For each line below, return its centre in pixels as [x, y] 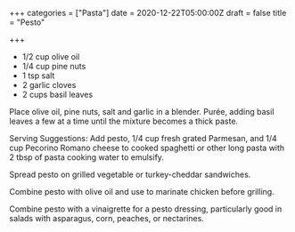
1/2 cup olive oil [51, 56]
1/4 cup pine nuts [54, 66]
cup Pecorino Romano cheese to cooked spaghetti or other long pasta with [147, 148]
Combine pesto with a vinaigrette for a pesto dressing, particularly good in [146, 209]
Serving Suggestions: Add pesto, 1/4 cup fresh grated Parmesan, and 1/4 [143, 138]
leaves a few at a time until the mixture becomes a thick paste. [124, 121]
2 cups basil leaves [57, 94]
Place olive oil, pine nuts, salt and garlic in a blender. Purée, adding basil [142, 112]
